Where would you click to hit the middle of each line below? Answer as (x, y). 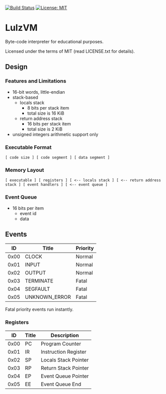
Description (65, 335)
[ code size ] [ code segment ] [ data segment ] (58, 157)
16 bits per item (28, 208)
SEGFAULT (38, 289)
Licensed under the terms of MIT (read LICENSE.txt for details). (70, 51)
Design (16, 67)
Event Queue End (61, 384)
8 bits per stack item (48, 108)
